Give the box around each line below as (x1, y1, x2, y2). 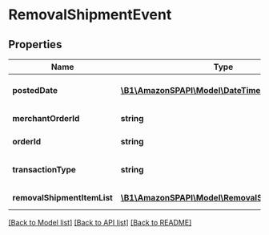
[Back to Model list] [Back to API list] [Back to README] (8, 218, 192, 227)
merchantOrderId (12, 113, 80, 124)
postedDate (12, 85, 58, 95)
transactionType (12, 164, 76, 175)
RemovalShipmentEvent (8, 6, 172, 24)
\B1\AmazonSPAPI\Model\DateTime (120, 85, 261, 95)
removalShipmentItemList (12, 192, 114, 203)
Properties (8, 38, 62, 51)
